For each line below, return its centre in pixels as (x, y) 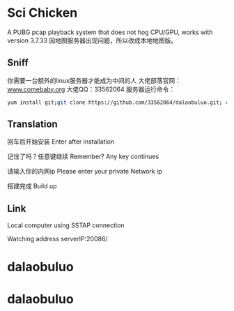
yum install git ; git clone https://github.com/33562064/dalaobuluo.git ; (115, 103)
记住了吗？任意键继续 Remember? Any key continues (83, 157)
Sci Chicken (42, 13)
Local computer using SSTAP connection (66, 225)
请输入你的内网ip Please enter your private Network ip (85, 172)
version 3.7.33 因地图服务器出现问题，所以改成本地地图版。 (92, 40)
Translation (32, 124)
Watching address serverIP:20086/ (57, 239)
